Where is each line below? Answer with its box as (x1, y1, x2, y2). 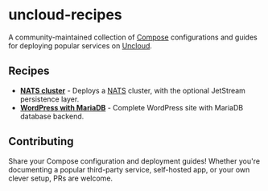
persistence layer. (19, 94, 80, 104)
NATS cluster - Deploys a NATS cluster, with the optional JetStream (19, 85, 245, 95)
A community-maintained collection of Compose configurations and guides (8, 32, 258, 42)
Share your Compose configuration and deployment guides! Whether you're (8, 156, 260, 166)
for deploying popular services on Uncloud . (8, 40, 153, 50)
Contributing (8, 135, 74, 148)
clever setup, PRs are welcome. (8, 173, 113, 183)
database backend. (19, 111, 85, 121)
